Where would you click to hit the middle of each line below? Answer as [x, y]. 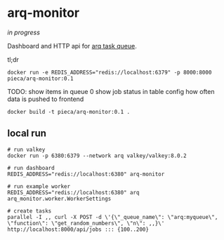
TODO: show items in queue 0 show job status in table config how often [111, 91]
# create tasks [29, 211]
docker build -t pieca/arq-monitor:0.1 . [69, 112]
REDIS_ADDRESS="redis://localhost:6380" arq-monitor [86, 174]
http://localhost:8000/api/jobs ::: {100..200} [78, 229]
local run [27, 134]
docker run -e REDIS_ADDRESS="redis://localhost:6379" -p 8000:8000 [110, 72]
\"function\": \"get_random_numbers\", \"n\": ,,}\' [86, 223]
